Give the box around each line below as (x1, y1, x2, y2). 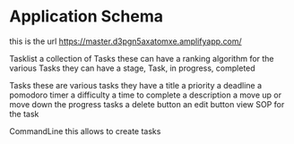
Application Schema (9, 6, 164, 27)
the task (9, 108, 39, 119)
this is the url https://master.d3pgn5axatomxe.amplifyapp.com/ (9, 36, 242, 47)
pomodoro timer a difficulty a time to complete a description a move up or (9, 89, 282, 100)
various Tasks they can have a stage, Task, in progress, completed (9, 63, 255, 73)
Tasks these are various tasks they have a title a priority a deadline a (9, 80, 263, 90)
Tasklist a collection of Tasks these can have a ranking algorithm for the (9, 53, 275, 64)
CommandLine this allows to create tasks (9, 125, 161, 136)
